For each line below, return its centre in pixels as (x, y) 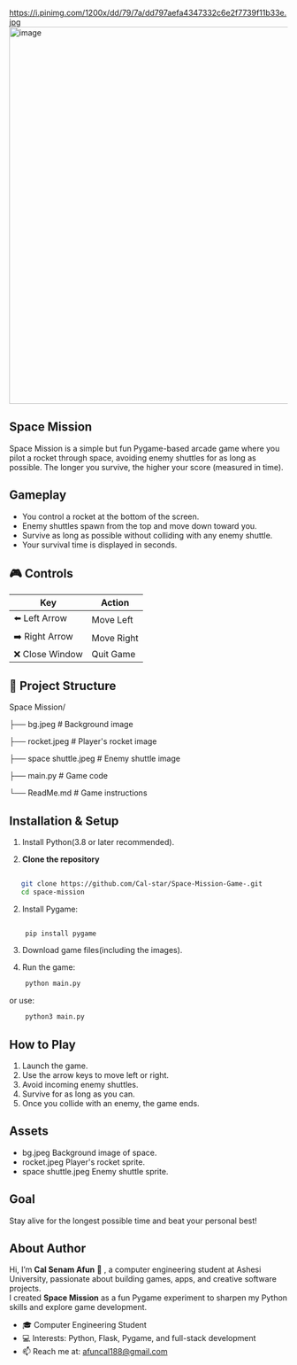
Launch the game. (55, 1066)
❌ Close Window (48, 655)
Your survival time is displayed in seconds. (99, 545)
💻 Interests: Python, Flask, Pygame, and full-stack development (139, 1338)
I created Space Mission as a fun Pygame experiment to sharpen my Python (148, 1298)
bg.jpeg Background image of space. (89, 1152)
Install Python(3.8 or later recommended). (98, 842)
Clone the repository (61, 859)
